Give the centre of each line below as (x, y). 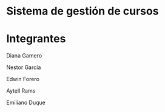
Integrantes (36, 39)
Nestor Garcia (24, 67)
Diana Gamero (24, 56)
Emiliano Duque (26, 103)
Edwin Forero (23, 79)
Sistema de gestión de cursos (82, 11)
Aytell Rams (21, 91)
